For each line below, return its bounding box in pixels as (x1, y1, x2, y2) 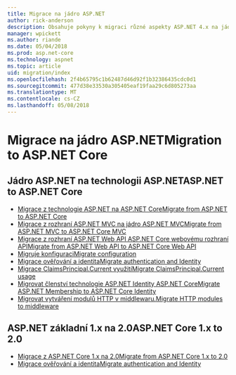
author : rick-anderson (7, 17, 74, 24)
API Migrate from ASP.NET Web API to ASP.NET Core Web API (17, 242, 197, 250)
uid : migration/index (7, 69, 71, 76)
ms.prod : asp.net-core (7, 50, 74, 57)
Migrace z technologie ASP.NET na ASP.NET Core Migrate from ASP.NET (17, 205, 228, 213)
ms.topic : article (7, 63, 61, 70)
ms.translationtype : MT (7, 89, 77, 96)
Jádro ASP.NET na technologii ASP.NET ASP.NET (7, 175, 223, 187)
